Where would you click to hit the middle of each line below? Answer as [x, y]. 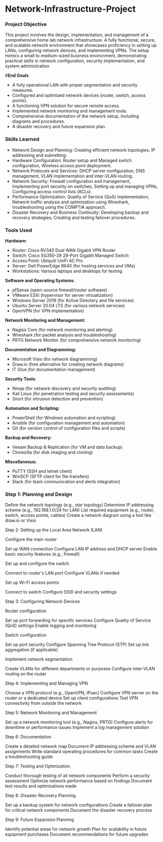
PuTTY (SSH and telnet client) [42, 471]
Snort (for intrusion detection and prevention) [57, 399]
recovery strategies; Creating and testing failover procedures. [74, 217]
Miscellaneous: [21, 462]
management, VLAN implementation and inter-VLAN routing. [72, 176]
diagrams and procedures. [39, 121]
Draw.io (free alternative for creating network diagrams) [68, 364]
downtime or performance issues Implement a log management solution [77, 728]
